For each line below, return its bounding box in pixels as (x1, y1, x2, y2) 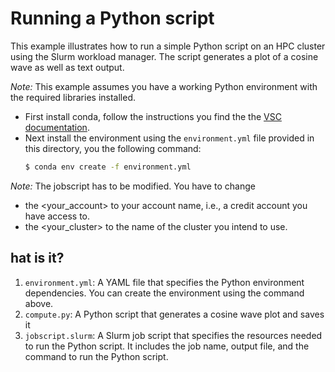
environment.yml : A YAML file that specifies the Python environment (24, 276, 305, 288)
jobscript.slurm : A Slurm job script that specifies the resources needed (24, 329, 323, 341)
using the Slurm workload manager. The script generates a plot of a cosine (10, 50, 319, 62)
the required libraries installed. (10, 91, 136, 103)
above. (24, 297, 54, 309)
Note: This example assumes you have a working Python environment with (10, 80, 318, 92)
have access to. (24, 210, 91, 222)
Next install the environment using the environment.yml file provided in (24, 132, 315, 144)
